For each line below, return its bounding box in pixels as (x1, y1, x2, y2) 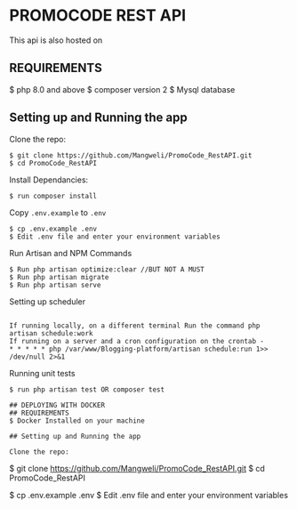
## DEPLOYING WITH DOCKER (9, 400, 105, 409)
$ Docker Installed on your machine (9, 416, 145, 425)
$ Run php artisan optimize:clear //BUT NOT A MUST (9, 264, 205, 274)
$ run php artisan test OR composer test (9, 384, 165, 394)
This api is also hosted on (9, 35, 103, 45)
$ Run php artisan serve (9, 280, 101, 289)
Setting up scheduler (9, 295, 86, 307)
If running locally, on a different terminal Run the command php (9, 321, 261, 330)
